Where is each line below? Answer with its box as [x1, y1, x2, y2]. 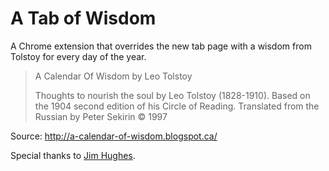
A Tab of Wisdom [10, 7, 157, 30]
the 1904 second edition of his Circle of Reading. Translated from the [34, 100, 320, 112]
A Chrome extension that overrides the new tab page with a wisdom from [10, 40, 312, 52]
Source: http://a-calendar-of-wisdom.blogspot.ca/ [10, 130, 218, 142]
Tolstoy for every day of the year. [10, 50, 147, 62]
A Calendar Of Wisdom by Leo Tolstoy [34, 70, 193, 82]
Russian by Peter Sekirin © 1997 [34, 110, 168, 122]
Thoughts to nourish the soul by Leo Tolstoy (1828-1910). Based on [34, 89, 311, 101]
